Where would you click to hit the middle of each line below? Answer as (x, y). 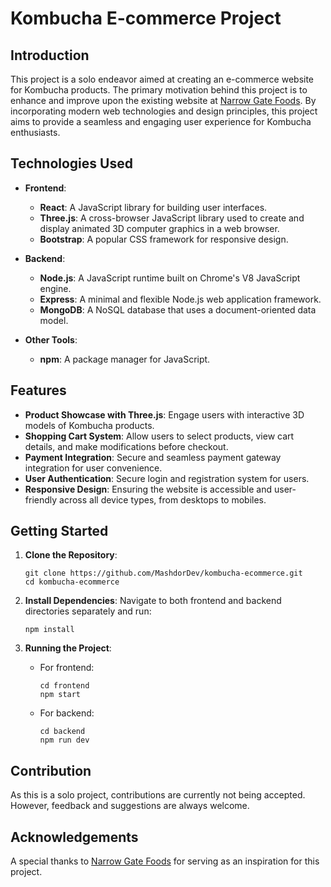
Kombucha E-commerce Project (146, 18)
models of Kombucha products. (89, 425)
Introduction (50, 55)
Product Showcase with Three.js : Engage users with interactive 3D (164, 414)
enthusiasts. (35, 132)
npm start (60, 695)
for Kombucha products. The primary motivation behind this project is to (159, 90)
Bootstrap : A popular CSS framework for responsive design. (164, 239)
